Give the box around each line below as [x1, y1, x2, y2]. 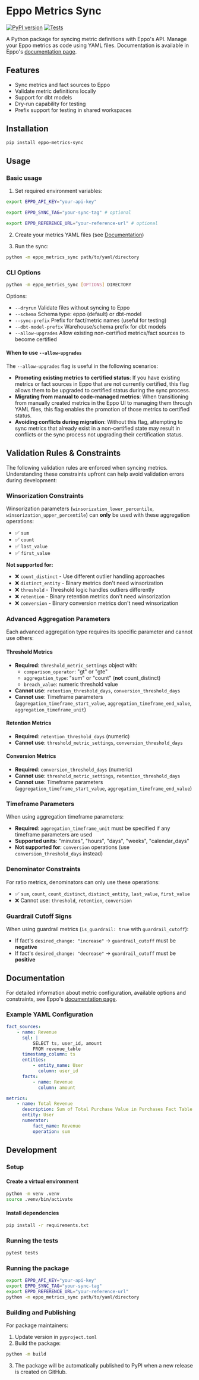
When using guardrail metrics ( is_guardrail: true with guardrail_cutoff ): [6, 925, 189, 932]
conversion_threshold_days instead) [14, 850, 103, 857]
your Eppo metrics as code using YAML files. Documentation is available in [6, 42, 189, 49]
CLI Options [6, 268, 41, 276]
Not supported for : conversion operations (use [14, 844, 129, 851]
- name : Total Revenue [17, 1101, 73, 1107]
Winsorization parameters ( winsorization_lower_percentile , [6, 505, 154, 513]
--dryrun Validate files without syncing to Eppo [14, 304, 130, 311]
